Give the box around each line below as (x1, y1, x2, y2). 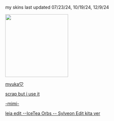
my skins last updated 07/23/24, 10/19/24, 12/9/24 (5, 5, 109, 10)
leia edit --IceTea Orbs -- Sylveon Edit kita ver (5, 110, 100, 116)
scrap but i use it (5, 91, 40, 97)
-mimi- (5, 100, 20, 106)
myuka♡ (5, 81, 24, 87)
